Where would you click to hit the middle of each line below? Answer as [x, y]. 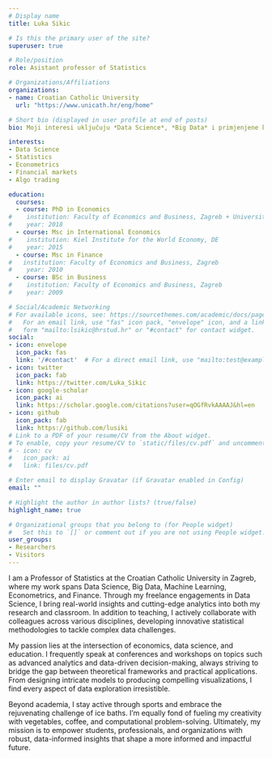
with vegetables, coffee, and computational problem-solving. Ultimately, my [135, 721]
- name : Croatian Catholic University [74, 97]
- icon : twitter [36, 367]
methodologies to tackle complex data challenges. [92, 629]
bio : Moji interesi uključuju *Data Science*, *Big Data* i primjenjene [134, 127]
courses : [30, 202]
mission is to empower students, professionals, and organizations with [125, 730]
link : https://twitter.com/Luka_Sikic [81, 382]
